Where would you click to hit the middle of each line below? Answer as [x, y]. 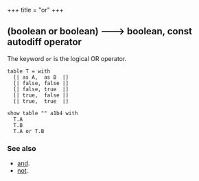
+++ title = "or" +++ [35, 10]
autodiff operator [45, 42]
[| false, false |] [41, 83]
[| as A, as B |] [41, 77]
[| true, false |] [41, 95]
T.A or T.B [29, 131]
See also [22, 148]
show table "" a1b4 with [43, 113]
